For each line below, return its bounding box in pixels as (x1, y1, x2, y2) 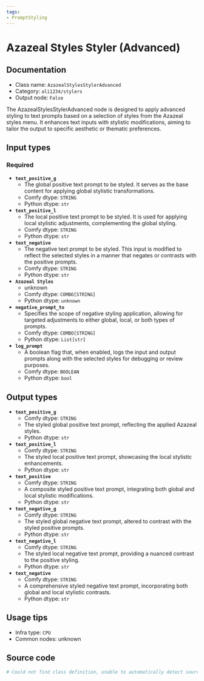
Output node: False (15, 93, 64, 101)
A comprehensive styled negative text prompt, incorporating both (24, 582, 188, 589)
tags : (6, 8, 20, 15)
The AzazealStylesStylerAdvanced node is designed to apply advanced (6, 106, 185, 113)
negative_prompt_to (15, 305, 65, 311)
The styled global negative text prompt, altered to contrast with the (24, 518, 192, 525)
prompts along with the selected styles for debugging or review (24, 355, 183, 362)
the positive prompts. (24, 259, 78, 266)
